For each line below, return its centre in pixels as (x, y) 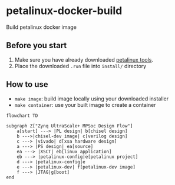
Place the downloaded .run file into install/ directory (80, 66)
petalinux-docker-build (64, 11)
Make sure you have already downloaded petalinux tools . (84, 59)
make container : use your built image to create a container (85, 105)
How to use (27, 84)
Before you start (37, 46)
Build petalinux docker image (41, 27)
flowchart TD (22, 116)
